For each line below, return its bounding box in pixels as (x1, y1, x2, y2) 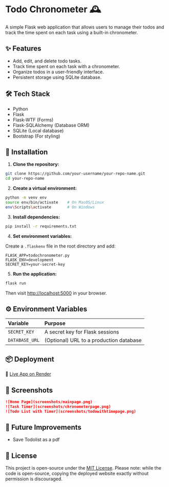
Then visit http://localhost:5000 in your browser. (5, 290, 108, 296)
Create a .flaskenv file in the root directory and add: (5, 243, 116, 249)
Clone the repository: (12, 161, 59, 167)
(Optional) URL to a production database (44, 337, 142, 344)
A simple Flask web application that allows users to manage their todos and (5, 24, 164, 30)
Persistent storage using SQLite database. (12, 74, 102, 80)
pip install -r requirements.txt (5, 224, 77, 229)
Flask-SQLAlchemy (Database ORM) (12, 122, 90, 128)
